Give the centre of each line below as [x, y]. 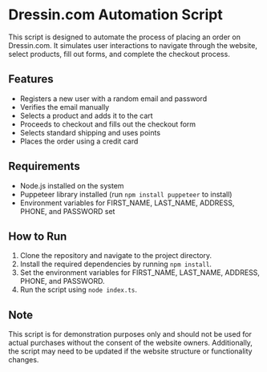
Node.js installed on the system [72, 185]
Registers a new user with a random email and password [113, 99]
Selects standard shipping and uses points [90, 132]
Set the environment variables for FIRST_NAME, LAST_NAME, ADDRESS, [140, 273]
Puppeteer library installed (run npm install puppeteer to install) [126, 194]
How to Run [38, 236]
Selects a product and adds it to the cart [87, 115]
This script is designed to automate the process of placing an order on [124, 37]
